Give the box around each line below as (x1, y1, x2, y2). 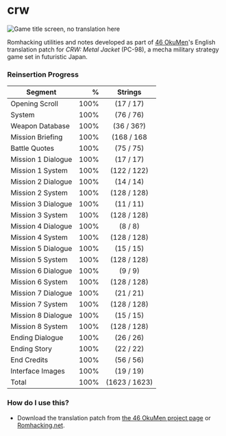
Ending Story (10, 344, 53, 354)
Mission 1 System (10, 166, 68, 175)
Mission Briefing (10, 132, 63, 142)
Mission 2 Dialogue (10, 177, 73, 186)
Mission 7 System (10, 300, 68, 309)
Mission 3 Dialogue (10, 199, 73, 209)
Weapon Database (10, 121, 71, 131)
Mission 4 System (10, 232, 68, 242)
